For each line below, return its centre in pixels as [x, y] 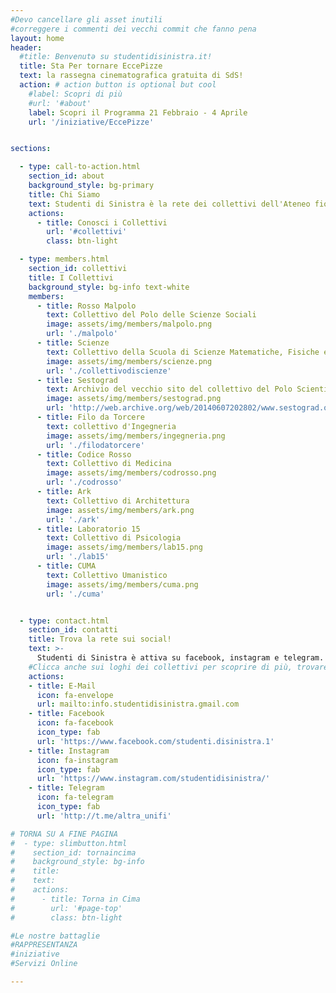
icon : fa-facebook [75, 723]
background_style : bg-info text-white [109, 287]
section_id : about [66, 176]
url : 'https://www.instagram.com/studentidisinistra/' [153, 779]
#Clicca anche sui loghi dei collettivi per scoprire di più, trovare [178, 667]
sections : [31, 149]
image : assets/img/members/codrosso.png [131, 473]
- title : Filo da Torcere [90, 417]
